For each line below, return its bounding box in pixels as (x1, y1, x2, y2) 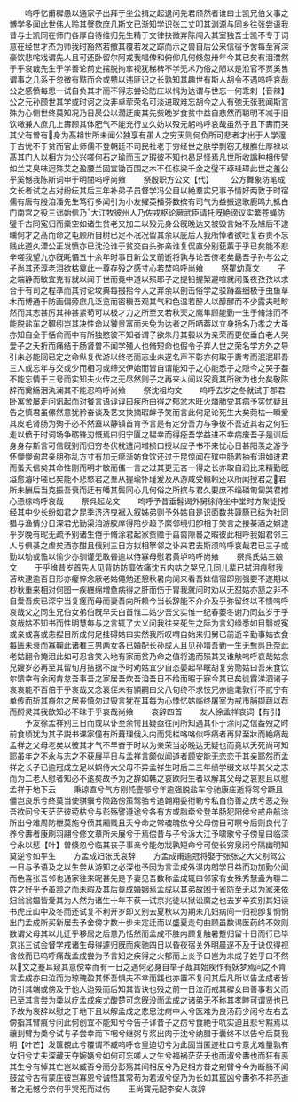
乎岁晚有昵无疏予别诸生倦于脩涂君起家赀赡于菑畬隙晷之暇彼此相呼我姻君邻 (9, 529, 281, 539)
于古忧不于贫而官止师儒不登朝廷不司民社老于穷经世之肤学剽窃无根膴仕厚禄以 (9, 141, 289, 151)
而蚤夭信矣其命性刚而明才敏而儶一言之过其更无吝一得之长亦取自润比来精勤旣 (9, 462, 289, 473)
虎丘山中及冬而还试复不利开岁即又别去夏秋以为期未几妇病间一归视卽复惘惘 (16, 906, 289, 917)
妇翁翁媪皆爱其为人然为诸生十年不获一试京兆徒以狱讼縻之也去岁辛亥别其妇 (9, 895, 281, 905)
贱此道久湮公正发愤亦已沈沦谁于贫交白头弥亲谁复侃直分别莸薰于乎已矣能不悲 (9, 240, 289, 251)
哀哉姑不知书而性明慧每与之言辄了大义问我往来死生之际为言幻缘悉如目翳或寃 (9, 618, 289, 628)
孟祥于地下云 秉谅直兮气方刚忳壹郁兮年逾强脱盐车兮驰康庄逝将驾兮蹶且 (9, 784, 284, 794)
